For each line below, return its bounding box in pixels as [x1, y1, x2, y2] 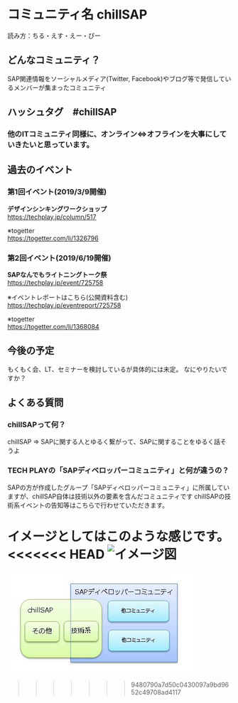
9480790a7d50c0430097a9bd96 [131, 680, 229, 689]
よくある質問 [7, 397, 64, 409]
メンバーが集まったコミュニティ [13, 83, 107, 92]
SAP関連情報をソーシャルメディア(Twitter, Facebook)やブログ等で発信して [7, 74, 225, 82]
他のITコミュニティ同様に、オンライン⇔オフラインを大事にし [7, 129, 220, 139]
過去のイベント [7, 164, 73, 176]
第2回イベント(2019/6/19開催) [7, 253, 112, 263]
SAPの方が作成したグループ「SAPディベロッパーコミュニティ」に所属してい [7, 483, 230, 491]
